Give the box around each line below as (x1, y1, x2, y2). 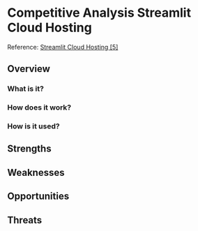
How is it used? (7, 121, 61, 131)
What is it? (7, 84, 44, 94)
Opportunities (7, 191, 70, 202)
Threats (7, 214, 43, 226)
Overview (7, 63, 51, 75)
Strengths (7, 143, 52, 155)
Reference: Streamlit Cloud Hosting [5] (7, 43, 119, 51)
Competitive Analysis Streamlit (7, 5, 192, 21)
